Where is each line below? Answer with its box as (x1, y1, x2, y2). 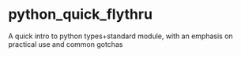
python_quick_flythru (8, 5, 153, 23)
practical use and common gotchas (8, 39, 123, 48)
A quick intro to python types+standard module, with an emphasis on (8, 31, 233, 41)
